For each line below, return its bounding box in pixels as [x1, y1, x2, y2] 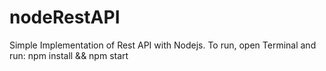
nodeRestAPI [9, 6, 121, 29]
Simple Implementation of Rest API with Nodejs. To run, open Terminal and [9, 39, 317, 51]
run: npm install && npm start [9, 49, 129, 61]
